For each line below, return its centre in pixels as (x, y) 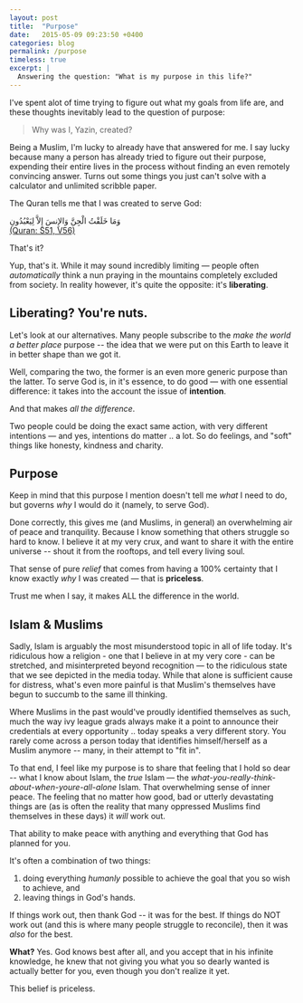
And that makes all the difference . (72, 408)
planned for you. (40, 844)
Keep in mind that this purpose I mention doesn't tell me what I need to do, (148, 495)
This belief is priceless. (52, 989)
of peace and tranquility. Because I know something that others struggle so (149, 532)
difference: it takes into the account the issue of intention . (118, 391)
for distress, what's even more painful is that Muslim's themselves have (142, 685)
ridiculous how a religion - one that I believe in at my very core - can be (142, 656)
